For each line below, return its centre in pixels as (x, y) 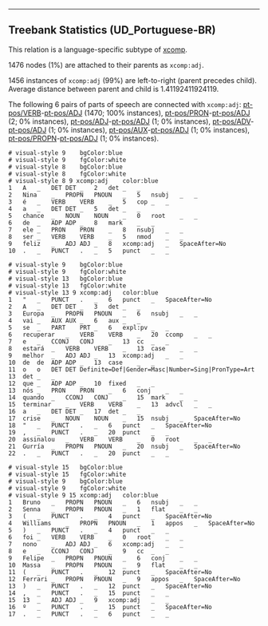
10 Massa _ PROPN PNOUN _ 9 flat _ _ (103, 565)
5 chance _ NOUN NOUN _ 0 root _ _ (103, 216)
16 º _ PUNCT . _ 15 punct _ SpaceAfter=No (110, 607)
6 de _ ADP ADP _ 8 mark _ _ (82, 223)
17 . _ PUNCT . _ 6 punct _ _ (89, 614)
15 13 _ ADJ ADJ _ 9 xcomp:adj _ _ (89, 600)
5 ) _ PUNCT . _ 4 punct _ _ (89, 530)
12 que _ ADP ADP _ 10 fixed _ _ (82, 383)
